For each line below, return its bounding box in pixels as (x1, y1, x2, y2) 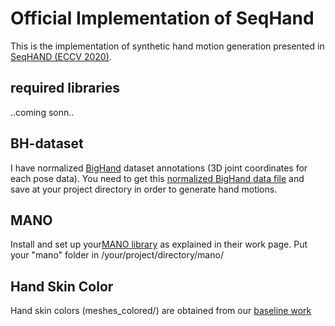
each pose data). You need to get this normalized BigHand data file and (10, 172, 305, 184)
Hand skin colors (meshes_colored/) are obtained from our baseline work (10, 305, 312, 317)
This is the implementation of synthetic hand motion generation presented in (10, 40, 325, 52)
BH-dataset (10, 135, 84, 152)
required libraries (10, 80, 120, 97)
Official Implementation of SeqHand (10, 7, 315, 30)
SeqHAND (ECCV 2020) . (10, 50, 112, 62)
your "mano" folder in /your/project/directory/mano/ (10, 249, 224, 261)
